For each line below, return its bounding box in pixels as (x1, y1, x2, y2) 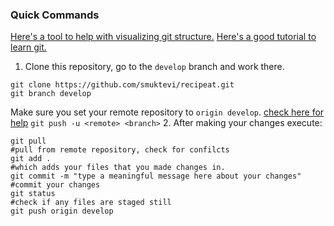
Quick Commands (10, 8, 100, 22)
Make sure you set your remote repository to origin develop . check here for (10, 106, 325, 118)
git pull (10, 136, 47, 147)
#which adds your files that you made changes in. (10, 163, 226, 173)
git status (10, 189, 56, 199)
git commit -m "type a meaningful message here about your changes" (10, 171, 302, 182)
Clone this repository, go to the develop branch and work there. (24, 61, 285, 73)
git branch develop (10, 89, 92, 99)
